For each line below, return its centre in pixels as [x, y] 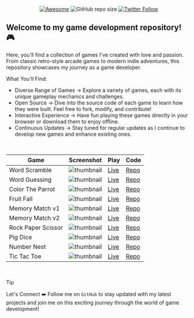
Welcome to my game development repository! [94, 27]
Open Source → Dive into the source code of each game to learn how [99, 103]
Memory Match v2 [34, 218]
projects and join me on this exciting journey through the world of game [93, 302]
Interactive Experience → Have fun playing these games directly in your [101, 115]
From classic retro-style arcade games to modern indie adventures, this [93, 61]
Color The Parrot [32, 189]
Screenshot [85, 160]
